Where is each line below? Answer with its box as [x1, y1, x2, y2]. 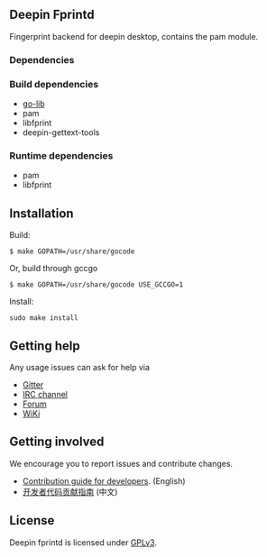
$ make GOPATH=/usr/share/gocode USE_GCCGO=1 [9, 280, 183, 289]
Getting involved [9, 434, 105, 450]
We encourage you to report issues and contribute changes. [9, 458, 233, 469]
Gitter [22, 379, 44, 390]
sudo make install [9, 314, 78, 323]
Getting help [9, 338, 80, 353]
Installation [9, 205, 74, 221]
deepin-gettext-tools [22, 127, 100, 138]
